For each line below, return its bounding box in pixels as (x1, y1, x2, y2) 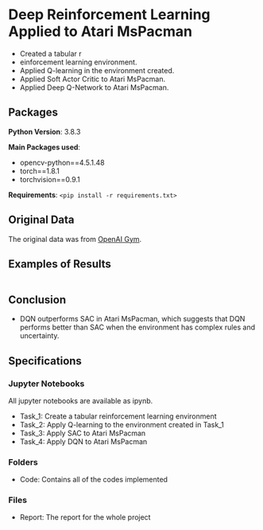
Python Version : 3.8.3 (8, 127, 81, 136)
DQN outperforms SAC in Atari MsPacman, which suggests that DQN (19, 314, 246, 324)
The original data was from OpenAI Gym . (8, 234, 142, 244)
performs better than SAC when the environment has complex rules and (19, 322, 256, 332)
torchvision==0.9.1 (19, 174, 81, 184)
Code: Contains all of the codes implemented (19, 475, 168, 485)
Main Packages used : (8, 142, 81, 152)
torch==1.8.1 (19, 166, 60, 176)
